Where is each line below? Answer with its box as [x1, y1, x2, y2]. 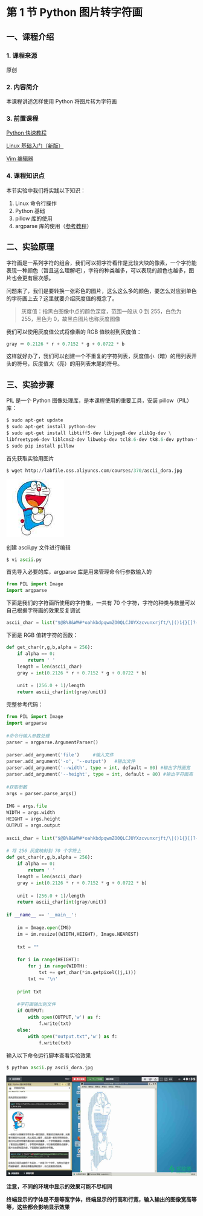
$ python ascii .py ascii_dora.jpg [6, 1064, 94, 1070]
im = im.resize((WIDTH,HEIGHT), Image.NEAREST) [17, 931, 139, 937]
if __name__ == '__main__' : [6, 912, 77, 918]
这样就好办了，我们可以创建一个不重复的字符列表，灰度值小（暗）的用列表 [6, 352, 192, 360]
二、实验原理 [6, 242, 54, 252]
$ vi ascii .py [6, 556, 42, 563]
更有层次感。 [22, 274, 54, 281]
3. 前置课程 [6, 115, 39, 123]
